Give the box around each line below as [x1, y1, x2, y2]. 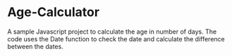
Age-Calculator [7, 4, 100, 20]
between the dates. [7, 42, 63, 50]
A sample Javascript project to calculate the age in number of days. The [7, 27, 217, 36]
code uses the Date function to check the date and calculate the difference [7, 34, 225, 43]
